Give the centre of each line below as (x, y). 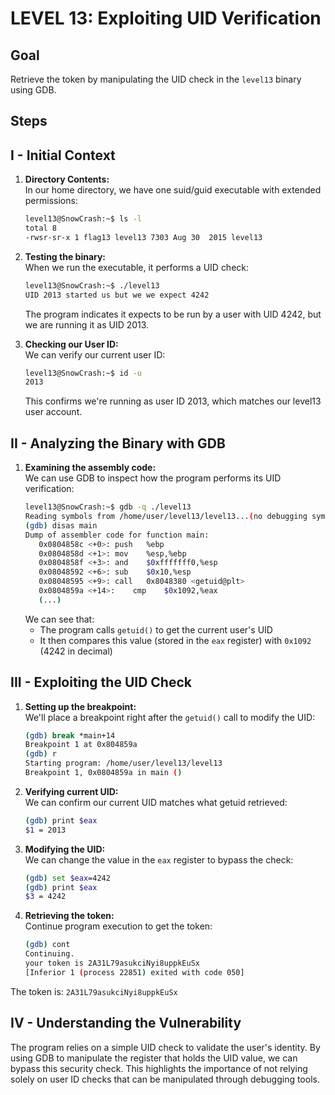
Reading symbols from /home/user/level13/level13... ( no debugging (166, 517)
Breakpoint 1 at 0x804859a (81, 745)
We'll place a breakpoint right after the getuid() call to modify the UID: (170, 717)
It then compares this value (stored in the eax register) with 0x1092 (175, 640)
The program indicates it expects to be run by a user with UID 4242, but (173, 314)
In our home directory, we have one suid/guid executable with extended (173, 190)
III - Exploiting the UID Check (101, 682)
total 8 (40, 228)
